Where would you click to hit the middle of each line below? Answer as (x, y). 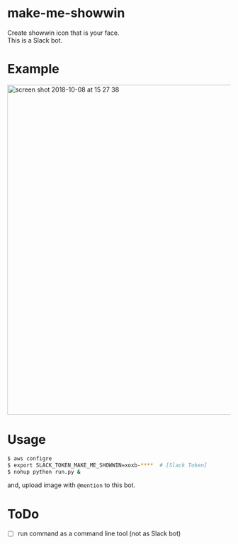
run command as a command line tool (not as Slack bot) (99, 533)
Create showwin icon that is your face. (63, 33)
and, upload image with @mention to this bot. (72, 485)
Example (33, 69)
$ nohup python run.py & (44, 472)
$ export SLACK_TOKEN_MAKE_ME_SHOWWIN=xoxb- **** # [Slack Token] (107, 465)
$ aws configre (30, 458)
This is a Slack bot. (35, 40)
